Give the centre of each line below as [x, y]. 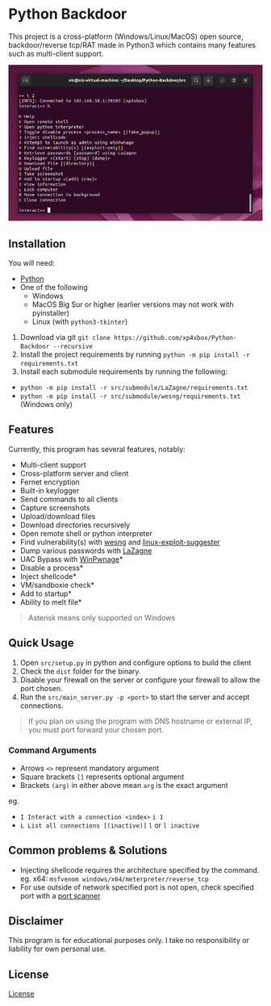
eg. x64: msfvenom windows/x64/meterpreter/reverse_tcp [114, 878]
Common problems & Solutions [88, 851]
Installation [37, 243]
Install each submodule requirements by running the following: [124, 371]
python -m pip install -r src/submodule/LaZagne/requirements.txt [134, 388]
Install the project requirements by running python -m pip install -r [135, 354]
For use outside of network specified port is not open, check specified [137, 887]
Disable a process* [52, 568]
